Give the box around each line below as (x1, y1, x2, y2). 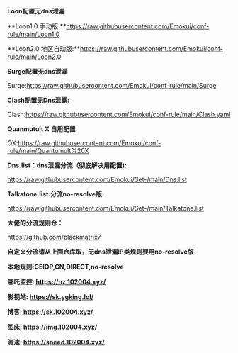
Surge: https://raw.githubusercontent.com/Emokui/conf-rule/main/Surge (7, 82, 217, 89)
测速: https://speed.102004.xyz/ (7, 338, 105, 346)
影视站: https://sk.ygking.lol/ (7, 293, 94, 301)
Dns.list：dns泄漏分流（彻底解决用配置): (7, 161, 127, 169)
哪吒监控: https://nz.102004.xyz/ (7, 278, 106, 286)
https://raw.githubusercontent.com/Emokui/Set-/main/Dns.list (7, 175, 188, 184)
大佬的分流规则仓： (7, 219, 64, 227)
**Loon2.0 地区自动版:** (7, 45, 81, 52)
